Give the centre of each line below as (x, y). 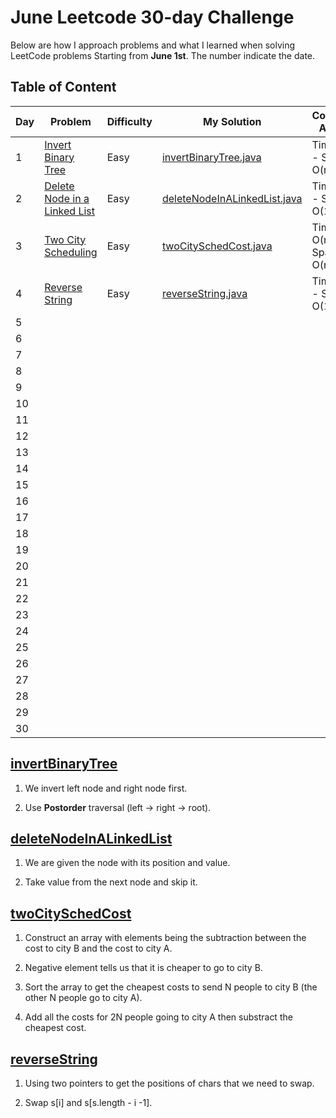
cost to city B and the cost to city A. (98, 948)
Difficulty (129, 121)
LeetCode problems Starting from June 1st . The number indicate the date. (163, 55)
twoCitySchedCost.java (217, 246)
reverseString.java (204, 293)
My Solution (232, 121)
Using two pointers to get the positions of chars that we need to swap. (169, 1083)
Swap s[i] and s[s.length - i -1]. (88, 1102)
